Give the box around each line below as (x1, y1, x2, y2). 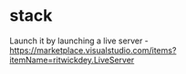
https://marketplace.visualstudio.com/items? (9, 44, 177, 55)
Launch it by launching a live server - (9, 35, 149, 46)
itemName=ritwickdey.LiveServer (9, 54, 135, 65)
